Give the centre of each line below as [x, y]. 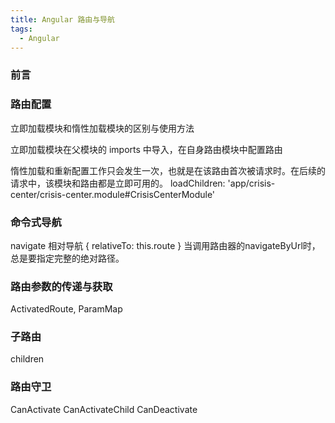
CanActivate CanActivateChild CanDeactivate [104, 409]
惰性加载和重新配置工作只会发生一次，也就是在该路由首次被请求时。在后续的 [168, 170]
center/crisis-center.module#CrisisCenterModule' [113, 194]
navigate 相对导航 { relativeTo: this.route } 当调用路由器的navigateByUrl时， [165, 245]
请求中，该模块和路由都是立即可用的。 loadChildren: [118, 183]
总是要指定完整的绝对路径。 [67, 258]
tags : [21, 29]
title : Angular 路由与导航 [62, 19]
